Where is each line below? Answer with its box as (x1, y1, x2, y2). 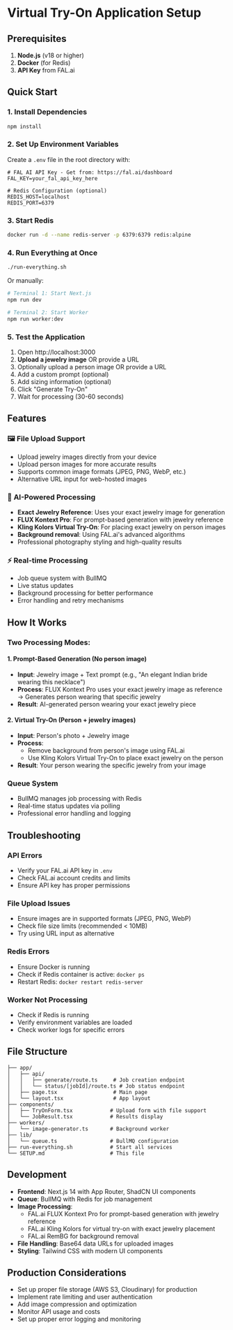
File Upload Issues (7, 899, 71, 908)
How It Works (7, 616, 67, 628)
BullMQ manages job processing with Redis (17, 795, 143, 803)
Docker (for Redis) (17, 59, 71, 67)
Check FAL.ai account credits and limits (17, 873, 131, 882)
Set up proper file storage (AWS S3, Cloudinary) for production (17, 1285, 198, 1294)
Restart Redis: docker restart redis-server (17, 977, 144, 986)
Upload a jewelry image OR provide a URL (17, 355, 139, 364)
